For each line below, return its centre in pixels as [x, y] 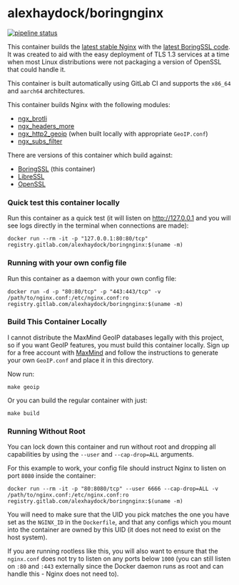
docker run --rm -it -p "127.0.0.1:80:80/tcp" [78, 239]
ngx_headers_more [46, 126]
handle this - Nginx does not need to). [63, 574]
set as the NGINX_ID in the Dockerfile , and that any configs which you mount [119, 522]
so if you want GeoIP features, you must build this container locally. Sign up [118, 345]
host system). [27, 537]
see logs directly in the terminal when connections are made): [98, 225]
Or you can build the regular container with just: [77, 400]
